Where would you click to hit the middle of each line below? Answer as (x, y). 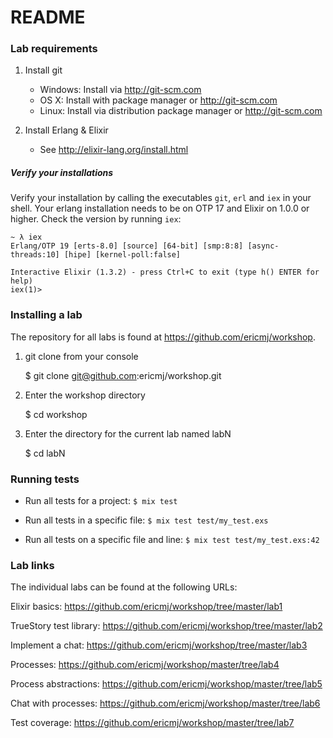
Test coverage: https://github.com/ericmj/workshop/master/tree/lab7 (152, 723)
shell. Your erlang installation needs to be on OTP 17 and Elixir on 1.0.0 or (160, 208)
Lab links (32, 565)
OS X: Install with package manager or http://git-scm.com (158, 100)
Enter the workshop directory (85, 395)
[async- (263, 246)
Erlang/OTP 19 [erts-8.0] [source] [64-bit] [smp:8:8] (127, 246)
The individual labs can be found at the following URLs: (124, 587)
